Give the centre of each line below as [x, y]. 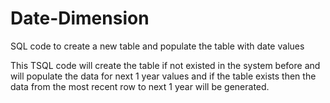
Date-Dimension [80, 18]
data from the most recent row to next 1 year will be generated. [140, 86]
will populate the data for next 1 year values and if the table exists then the [163, 76]
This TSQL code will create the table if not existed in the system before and [165, 65]
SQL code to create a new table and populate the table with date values [157, 46]
